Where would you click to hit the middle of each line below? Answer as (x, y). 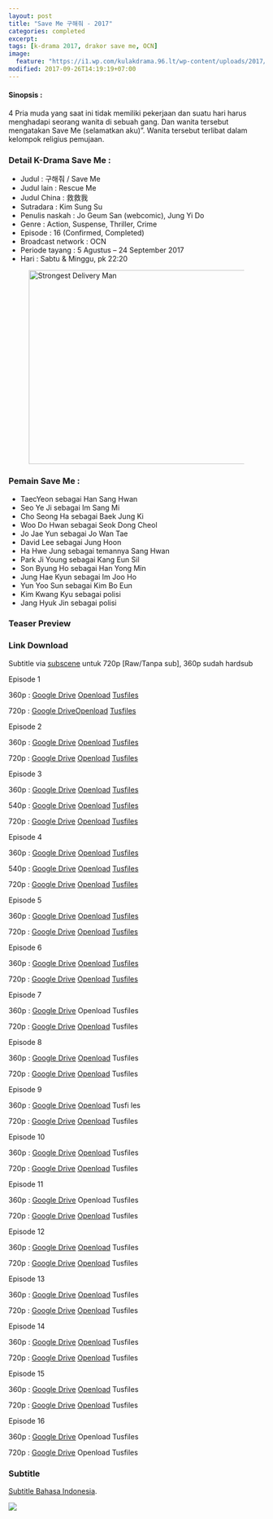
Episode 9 (25, 1089)
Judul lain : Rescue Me (58, 188)
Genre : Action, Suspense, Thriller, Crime (89, 224)
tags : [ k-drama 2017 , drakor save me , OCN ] (83, 46)
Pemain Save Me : (44, 481)
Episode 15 (26, 1373)
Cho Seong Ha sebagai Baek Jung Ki (82, 516)
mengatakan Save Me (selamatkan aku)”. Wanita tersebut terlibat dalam (128, 130)
